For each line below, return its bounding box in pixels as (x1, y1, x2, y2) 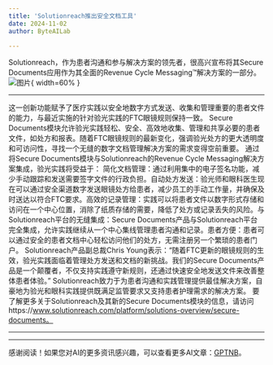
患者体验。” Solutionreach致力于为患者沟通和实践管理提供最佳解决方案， (15, 276, 256, 286)
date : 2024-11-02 (8, 20, 67, 28)
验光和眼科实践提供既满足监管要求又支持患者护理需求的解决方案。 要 (29, 286, 260, 296)
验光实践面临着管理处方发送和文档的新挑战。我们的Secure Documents (22, 256, 258, 266)
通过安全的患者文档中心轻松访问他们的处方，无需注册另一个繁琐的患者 (15, 235, 250, 245)
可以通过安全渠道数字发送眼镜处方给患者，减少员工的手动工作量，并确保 (15, 184, 258, 194)
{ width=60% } (31, 78, 80, 88)
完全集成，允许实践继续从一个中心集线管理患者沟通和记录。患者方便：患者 (8, 225, 258, 235)
